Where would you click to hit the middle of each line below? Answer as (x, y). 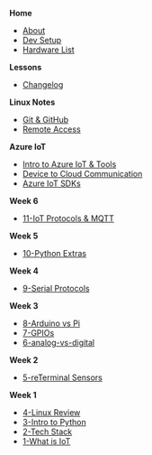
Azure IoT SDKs (51, 183)
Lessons (26, 67)
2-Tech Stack (47, 432)
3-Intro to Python (54, 422)
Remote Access (51, 129)
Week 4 (24, 271)
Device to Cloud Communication (82, 174)
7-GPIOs (38, 333)
